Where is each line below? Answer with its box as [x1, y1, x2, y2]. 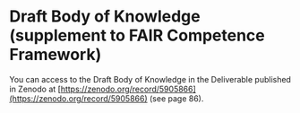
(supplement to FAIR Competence [9, 25, 266, 46]
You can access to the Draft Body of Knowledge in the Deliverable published [9, 74, 291, 84]
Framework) [9, 45, 102, 65]
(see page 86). [149, 92, 204, 104]
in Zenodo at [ [9, 83, 61, 94]
